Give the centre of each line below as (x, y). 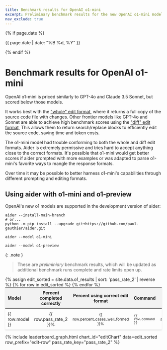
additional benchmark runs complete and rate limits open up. (80, 270)
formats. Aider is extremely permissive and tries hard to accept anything (79, 148)
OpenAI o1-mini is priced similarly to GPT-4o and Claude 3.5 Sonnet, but (79, 97)
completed (51, 298)
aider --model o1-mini (29, 237)
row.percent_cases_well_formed (101, 319)
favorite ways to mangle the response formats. (66, 164)
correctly (51, 303)
